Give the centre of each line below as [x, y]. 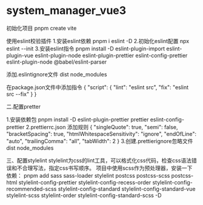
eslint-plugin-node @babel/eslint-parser [57, 62]
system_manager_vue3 [66, 11]
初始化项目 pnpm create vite [42, 28]
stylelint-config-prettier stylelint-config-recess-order [85, 182]
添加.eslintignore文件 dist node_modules [57, 74]
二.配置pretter [24, 106]
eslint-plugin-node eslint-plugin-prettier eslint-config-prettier [111, 55]
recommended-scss [32, 189]
